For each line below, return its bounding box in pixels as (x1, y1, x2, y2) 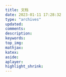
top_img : (5, 41, 23, 46)
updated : (5, 21, 23, 27)
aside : (5, 54, 19, 60)
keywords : (5, 36, 26, 41)
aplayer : (5, 59, 23, 64)
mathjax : (5, 45, 23, 50)
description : (5, 31, 32, 36)
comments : (5, 26, 26, 31)
